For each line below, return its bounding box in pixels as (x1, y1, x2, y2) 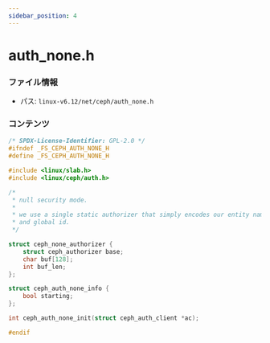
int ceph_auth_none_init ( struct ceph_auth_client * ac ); (8, 314, 199, 322)
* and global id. (11, 218, 70, 227)
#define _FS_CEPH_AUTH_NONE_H (8, 152, 110, 161)
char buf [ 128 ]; (22, 255, 74, 263)
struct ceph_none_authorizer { (8, 240, 113, 249)
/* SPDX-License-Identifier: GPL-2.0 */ (8, 137, 146, 145)
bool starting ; (22, 292, 74, 300)
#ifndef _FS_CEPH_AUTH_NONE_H (8, 145, 110, 153)
